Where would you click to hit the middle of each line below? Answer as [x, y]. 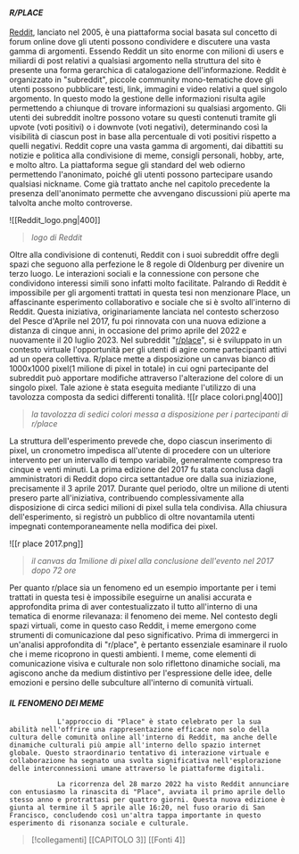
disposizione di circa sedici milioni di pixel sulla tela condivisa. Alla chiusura [148, 508]
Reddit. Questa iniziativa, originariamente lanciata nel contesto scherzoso [144, 311]
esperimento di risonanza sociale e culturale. [100, 824]
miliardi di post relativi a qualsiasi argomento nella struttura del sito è [135, 61]
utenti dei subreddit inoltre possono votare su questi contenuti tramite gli [143, 118]
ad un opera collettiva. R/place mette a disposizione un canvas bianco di [142, 359]
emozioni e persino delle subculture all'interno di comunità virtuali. [132, 683]
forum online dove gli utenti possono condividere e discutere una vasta [140, 42]
